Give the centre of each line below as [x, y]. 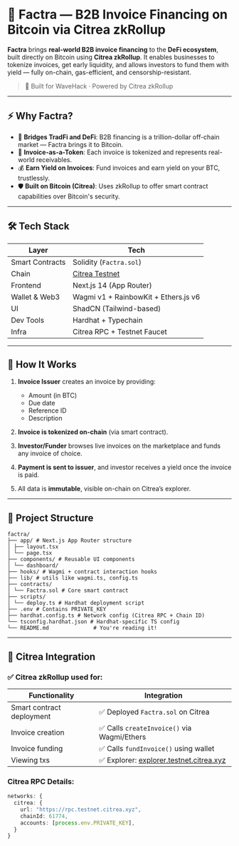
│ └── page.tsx [30, 553]
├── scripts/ [27, 597]
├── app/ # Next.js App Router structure [70, 541]
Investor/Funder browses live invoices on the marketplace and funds [119, 446]
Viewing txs [30, 760]
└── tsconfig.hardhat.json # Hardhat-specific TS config [94, 622]
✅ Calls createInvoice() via [145, 727]
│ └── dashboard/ [33, 566]
